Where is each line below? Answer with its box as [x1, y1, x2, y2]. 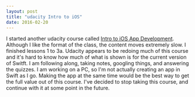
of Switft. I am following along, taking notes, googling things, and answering [6, 60, 189, 67]
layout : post [6, 8, 38, 15]
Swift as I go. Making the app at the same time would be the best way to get [6, 72, 189, 79]
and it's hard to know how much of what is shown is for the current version [6, 53, 187, 61]
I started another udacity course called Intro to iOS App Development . [6, 35, 175, 42]
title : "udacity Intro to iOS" [6, 14, 83, 20]
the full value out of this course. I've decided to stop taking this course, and [6, 78, 189, 85]
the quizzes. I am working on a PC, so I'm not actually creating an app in [6, 66, 180, 73]
